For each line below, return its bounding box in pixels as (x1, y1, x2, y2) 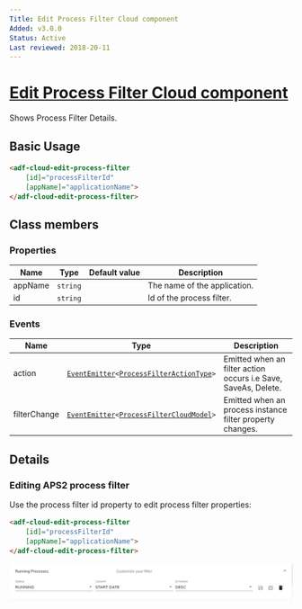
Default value (88, 266, 141, 278)
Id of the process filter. (147, 292, 232, 303)
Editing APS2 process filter (9, 479, 130, 491)
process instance (223, 404, 288, 415)
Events (9, 318, 40, 330)
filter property (223, 414, 276, 425)
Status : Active (9, 33, 67, 42)
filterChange (13, 409, 60, 420)
